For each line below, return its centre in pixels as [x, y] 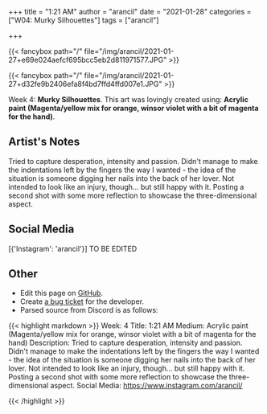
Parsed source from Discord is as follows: [89, 310]
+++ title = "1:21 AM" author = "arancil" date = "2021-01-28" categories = [130, 12]
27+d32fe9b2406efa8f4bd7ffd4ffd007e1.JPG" [85, 84]
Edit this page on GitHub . [61, 293]
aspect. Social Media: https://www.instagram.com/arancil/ [146, 386]
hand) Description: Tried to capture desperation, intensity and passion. [125, 343]
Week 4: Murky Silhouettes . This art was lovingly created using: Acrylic [129, 99]
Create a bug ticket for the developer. [82, 301]
